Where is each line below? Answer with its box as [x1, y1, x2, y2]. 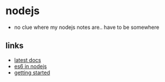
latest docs [14, 56, 41, 63]
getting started [14, 69, 51, 76]
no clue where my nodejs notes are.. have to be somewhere [14, 24, 160, 31]
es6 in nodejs [14, 63, 47, 70]
